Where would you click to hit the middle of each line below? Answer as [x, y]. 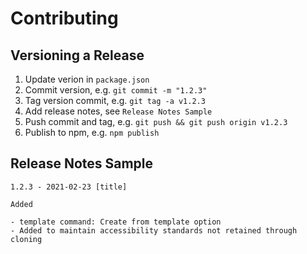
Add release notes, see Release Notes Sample [118, 111]
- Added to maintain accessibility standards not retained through [154, 230]
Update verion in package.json [87, 79]
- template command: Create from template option [116, 222]
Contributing [64, 18]
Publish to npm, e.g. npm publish [92, 132]
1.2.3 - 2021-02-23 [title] [69, 187]
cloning [26, 239]
